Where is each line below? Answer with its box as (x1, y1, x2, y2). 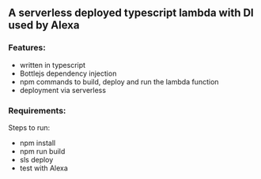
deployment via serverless (19, 85, 107, 95)
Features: (8, 43, 46, 54)
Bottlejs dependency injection (19, 69, 117, 78)
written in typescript (19, 60, 85, 69)
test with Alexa (19, 163, 69, 173)
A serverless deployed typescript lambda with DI (8, 6, 255, 20)
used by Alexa (8, 19, 80, 32)
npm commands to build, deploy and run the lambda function (19, 76, 219, 86)
